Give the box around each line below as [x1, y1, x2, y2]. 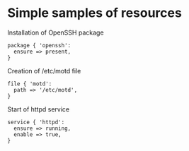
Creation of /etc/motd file [7, 66, 81, 75]
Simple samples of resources [7, 5, 182, 21]
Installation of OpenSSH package [7, 28, 104, 37]
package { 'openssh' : [7, 42, 71, 49]
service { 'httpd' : [7, 119, 65, 126]
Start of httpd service [7, 104, 69, 114]
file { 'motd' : [7, 80, 52, 87]
